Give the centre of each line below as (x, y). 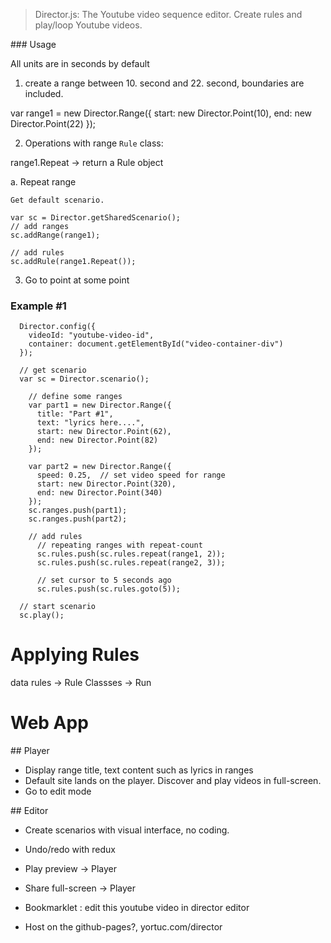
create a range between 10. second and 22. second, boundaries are (164, 83)
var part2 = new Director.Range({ (100, 467)
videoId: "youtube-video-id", (91, 335)
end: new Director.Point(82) (97, 440)
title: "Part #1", (75, 414)
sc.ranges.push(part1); (78, 510)
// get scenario (53, 370)
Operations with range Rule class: (94, 143)
